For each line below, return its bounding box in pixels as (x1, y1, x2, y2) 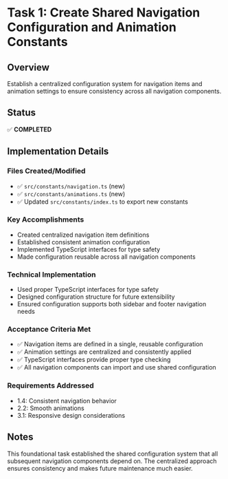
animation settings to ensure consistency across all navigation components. (7, 87, 222, 95)
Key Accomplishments (7, 215, 84, 224)
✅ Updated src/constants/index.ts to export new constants (16, 198, 189, 206)
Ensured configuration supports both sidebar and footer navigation (16, 300, 207, 308)
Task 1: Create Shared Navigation (7, 5, 201, 21)
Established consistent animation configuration (16, 237, 150, 246)
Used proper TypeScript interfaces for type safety (16, 286, 159, 294)
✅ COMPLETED (7, 125, 52, 134)
